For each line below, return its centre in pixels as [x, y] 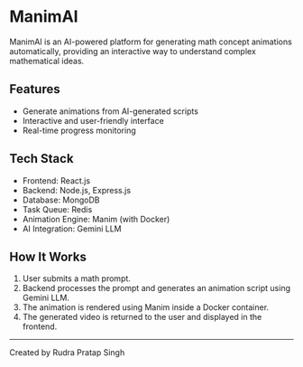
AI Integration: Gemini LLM [72, 229]
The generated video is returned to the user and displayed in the [142, 317]
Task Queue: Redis [57, 209]
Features [35, 89]
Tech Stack [41, 159]
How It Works [48, 256]
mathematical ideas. [47, 61]
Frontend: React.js [56, 180]
